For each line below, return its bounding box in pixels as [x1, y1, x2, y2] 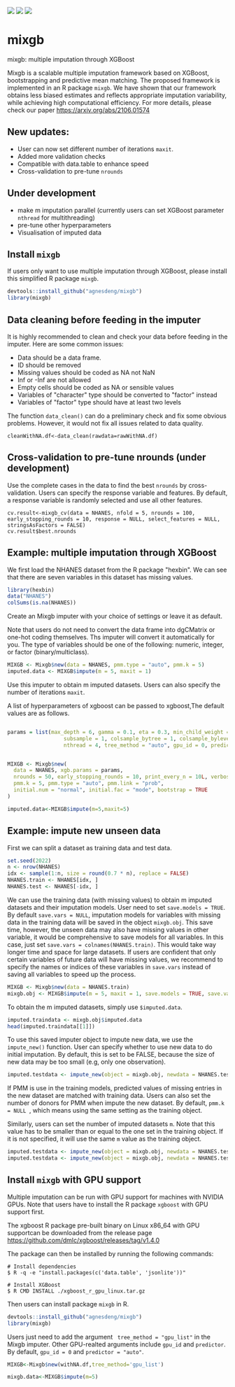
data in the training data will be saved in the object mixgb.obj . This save [7, 917, 213, 927]
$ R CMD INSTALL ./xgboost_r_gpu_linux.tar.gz [7, 1288, 145, 1295]
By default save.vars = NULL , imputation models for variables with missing [7, 910, 221, 919]
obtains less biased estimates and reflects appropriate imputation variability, [7, 91, 227, 99]
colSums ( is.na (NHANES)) [7, 599, 77, 607]
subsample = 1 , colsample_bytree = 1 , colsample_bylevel [63, 735, 233, 742]
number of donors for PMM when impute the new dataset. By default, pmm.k [7, 1099, 225, 1107]
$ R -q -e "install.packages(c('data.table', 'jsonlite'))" [7, 1269, 187, 1276]
